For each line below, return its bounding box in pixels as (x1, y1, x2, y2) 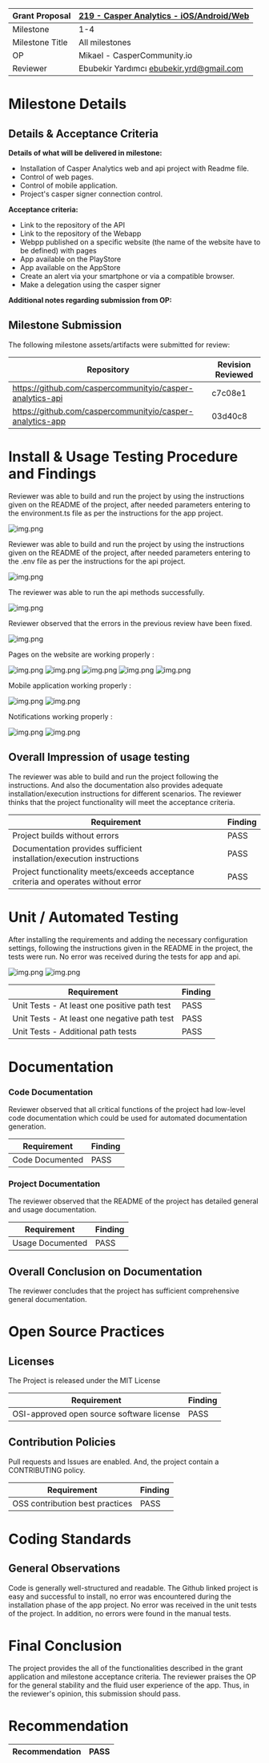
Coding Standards (8, 1530, 132, 1548)
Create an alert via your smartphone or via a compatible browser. (19, 272, 235, 281)
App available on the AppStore (19, 263, 121, 272)
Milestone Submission (8, 318, 122, 332)
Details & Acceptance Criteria (8, 127, 159, 140)
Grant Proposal (12, 10, 71, 21)
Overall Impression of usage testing (8, 750, 191, 764)
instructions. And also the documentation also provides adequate (8, 780, 223, 790)
